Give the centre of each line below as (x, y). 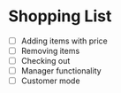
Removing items (50, 51)
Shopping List (60, 16)
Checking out (45, 61)
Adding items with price (64, 41)
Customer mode (50, 81)
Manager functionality (61, 71)
